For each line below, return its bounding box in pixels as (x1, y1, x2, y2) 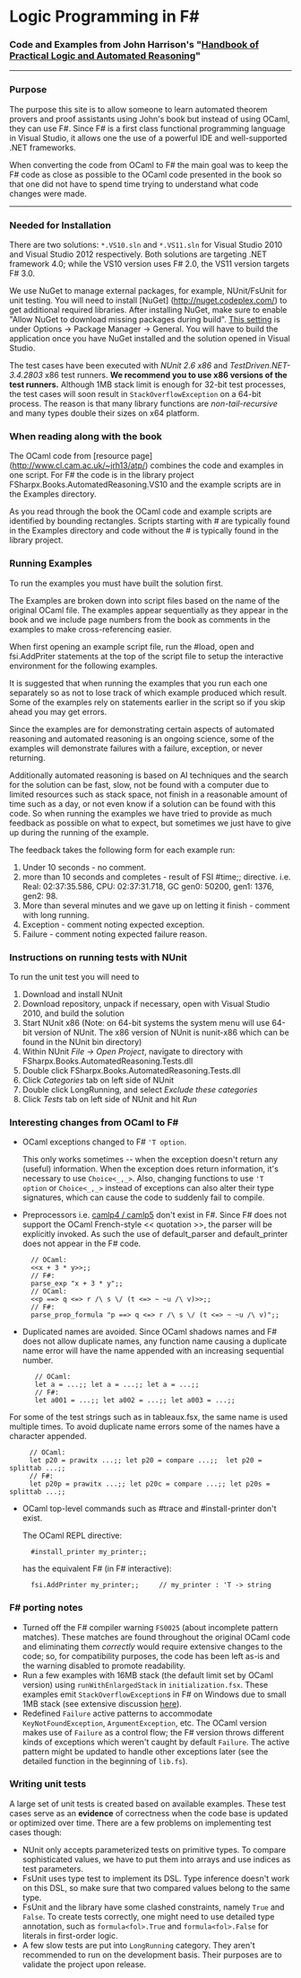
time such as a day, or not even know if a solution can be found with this (9, 798, 276, 809)
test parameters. (21, 1863, 83, 1874)
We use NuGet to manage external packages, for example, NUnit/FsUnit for (9, 286, 288, 296)
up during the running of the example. (9, 826, 150, 837)
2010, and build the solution (21, 1008, 125, 1019)
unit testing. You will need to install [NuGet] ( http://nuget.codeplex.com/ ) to (9, 295, 288, 306)
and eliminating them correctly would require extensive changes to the (21, 1641, 283, 1652)
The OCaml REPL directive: (21, 1530, 123, 1541)
